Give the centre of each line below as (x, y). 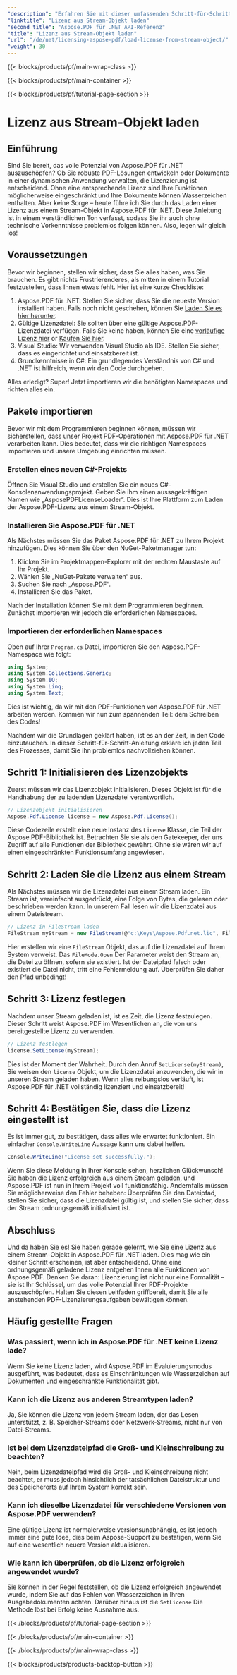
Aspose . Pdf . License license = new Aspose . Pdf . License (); (93, 816)
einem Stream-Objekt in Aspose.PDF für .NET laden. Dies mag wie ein (109, 1255)
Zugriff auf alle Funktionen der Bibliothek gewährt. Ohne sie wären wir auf (115, 845)
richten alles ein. (31, 389)
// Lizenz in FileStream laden (53, 927)
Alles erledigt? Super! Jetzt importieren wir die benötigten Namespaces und (117, 382)
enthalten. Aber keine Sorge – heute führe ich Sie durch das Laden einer (112, 203)
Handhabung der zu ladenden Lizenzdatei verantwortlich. (91, 797)
